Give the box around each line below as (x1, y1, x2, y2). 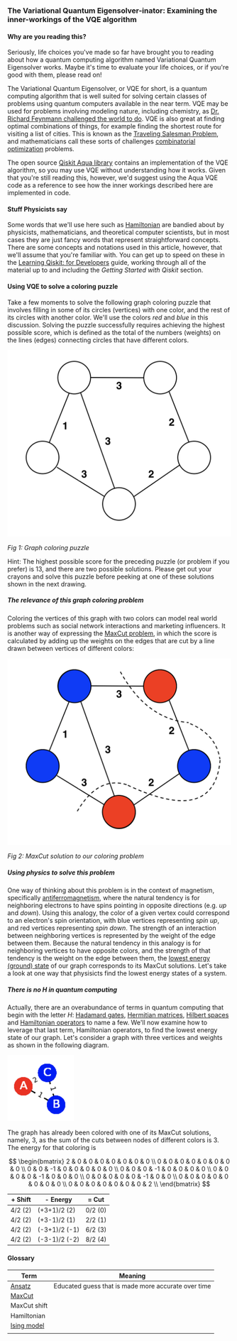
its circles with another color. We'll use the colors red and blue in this (7, 313, 209, 322)
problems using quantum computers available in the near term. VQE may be (7, 99, 228, 108)
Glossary (7, 1254, 35, 1262)
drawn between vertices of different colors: (7, 644, 135, 652)
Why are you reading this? (7, 32, 87, 40)
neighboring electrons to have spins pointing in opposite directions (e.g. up (7, 901, 227, 910)
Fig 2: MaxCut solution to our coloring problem (7, 852, 144, 860)
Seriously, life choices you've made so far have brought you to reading (7, 48, 214, 57)
